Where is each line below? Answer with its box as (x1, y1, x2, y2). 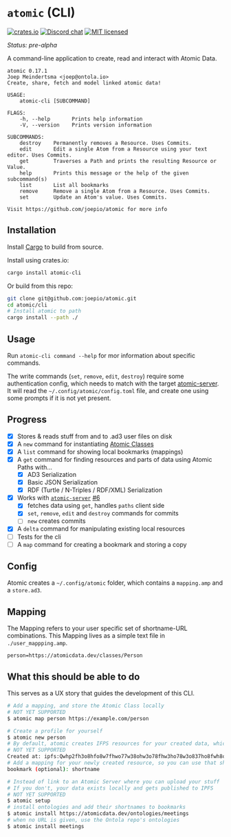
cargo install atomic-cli (7, 269, 81, 276)
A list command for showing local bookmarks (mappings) (16, 447, 184, 456)
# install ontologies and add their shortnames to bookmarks (7, 804, 186, 811)
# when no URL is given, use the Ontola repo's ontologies (7, 816, 180, 824)
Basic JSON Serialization (27, 478, 98, 487)
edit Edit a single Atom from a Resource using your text (19, 146, 208, 153)
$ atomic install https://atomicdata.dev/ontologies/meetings (7, 810, 189, 817)
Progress (7, 414, 47, 425)
